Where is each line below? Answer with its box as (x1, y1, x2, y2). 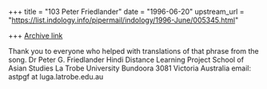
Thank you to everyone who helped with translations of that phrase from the (8, 47, 259, 55)
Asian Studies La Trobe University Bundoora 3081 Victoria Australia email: (8, 63, 252, 73)
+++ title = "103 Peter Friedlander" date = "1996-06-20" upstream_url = (8, 7, 245, 16)
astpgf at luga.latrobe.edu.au (8, 72, 104, 81)
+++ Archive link (8, 31, 63, 40)
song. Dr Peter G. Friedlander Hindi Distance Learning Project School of (8, 55, 245, 64)
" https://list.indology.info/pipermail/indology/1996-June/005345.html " (8, 15, 239, 25)
